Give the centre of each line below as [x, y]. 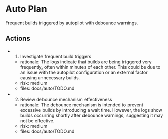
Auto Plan [26, 9]
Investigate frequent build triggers [56, 56]
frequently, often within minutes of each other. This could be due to [90, 67]
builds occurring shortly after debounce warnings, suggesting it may [92, 115]
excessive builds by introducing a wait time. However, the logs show [91, 110]
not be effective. [37, 121]
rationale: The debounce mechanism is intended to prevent [81, 105]
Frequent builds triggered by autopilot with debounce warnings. [72, 23]
